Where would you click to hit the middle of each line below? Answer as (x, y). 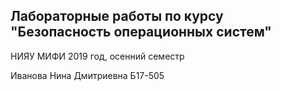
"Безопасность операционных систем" (141, 32)
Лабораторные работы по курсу (117, 16)
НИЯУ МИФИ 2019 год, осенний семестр (97, 56)
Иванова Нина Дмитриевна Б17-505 (87, 75)
